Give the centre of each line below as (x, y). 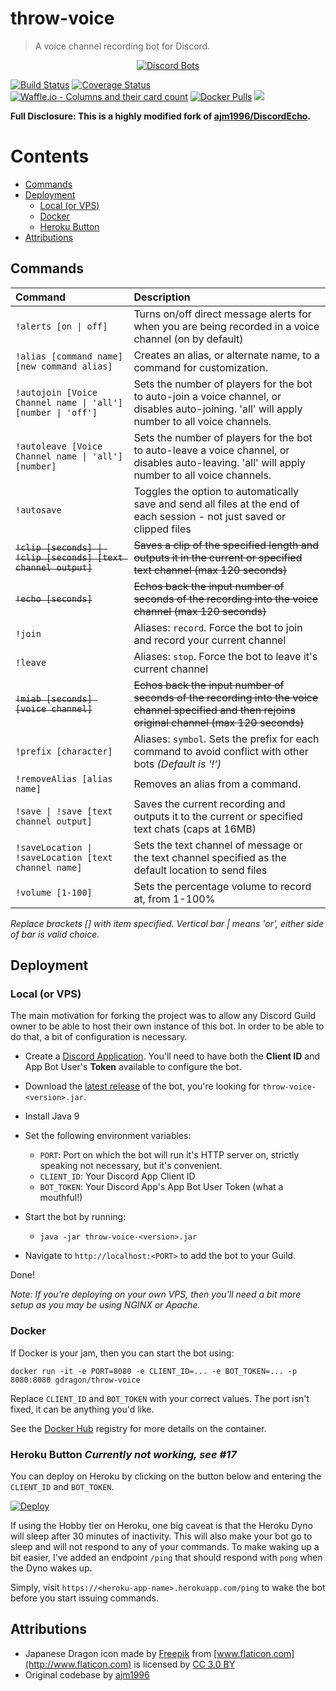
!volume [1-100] (54, 892)
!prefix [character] (64, 751)
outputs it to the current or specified (218, 816)
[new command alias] (64, 366)
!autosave (38, 510)
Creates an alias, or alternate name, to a (227, 355)
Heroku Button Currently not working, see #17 (123, 1454)
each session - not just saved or (210, 516)
